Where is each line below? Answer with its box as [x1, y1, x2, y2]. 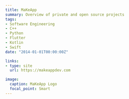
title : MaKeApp [5, 7, 37, 13]
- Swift [5, 45, 22, 50]
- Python [5, 31, 24, 36]
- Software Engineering [5, 21, 55, 27]
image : [5, 77, 19, 82]
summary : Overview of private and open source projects [5, 12, 124, 17]
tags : [5, 17, 17, 22]
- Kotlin [5, 40, 24, 45]
